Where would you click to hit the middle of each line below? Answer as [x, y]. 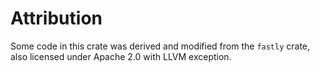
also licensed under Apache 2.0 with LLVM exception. [121, 56]
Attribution [56, 18]
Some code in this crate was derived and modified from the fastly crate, [160, 46]
